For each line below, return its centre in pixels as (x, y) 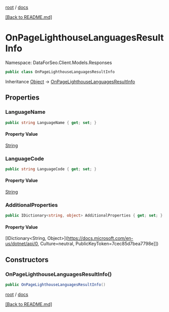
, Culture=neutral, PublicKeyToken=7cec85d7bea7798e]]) (98, 244)
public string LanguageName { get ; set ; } (51, 122)
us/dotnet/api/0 (22, 244)
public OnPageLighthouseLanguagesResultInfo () (55, 285)
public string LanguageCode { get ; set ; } (51, 169)
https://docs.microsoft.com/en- (100, 238)
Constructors (27, 259)
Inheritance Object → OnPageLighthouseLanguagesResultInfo (70, 81)
